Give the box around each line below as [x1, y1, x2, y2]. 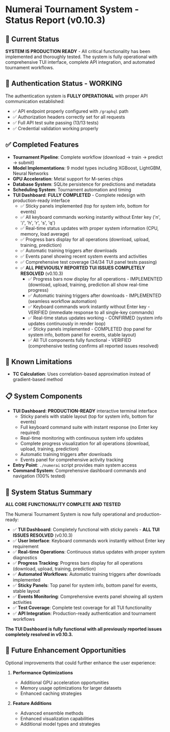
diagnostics [12, 554, 37, 561]
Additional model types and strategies [20, 721, 101, 727]
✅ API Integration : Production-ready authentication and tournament [12, 611, 156, 617]
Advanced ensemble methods [20, 710, 84, 716]
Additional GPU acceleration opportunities [20, 679, 109, 686]
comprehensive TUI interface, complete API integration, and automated [5, 59, 155, 65]
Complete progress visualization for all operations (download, [20, 440, 150, 447]
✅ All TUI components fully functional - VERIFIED [28, 337, 132, 343]
